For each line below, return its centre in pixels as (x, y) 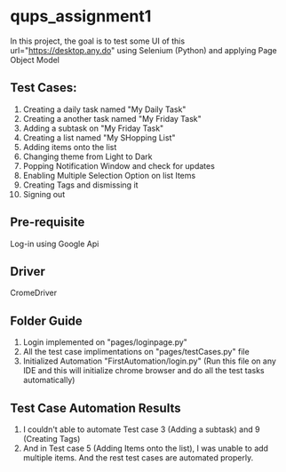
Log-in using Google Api (55, 244)
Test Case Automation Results (95, 408)
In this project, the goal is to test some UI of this (98, 41)
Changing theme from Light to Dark (88, 156)
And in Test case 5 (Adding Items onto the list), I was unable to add (146, 448)
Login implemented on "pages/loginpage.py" (105, 342)
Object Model (35, 60)
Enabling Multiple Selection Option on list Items (109, 175)
